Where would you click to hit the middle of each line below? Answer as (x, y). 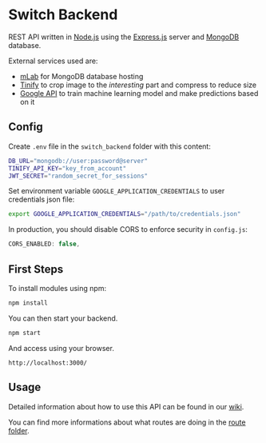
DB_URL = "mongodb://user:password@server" (78, 161)
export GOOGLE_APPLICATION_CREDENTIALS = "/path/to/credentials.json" (125, 214)
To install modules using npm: (57, 288)
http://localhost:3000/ (48, 363)
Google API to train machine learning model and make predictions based (139, 93)
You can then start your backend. (63, 318)
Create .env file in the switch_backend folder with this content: (110, 146)
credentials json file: (42, 200)
